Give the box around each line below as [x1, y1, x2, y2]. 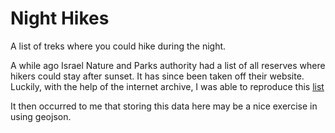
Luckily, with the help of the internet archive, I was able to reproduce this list [10, 80, 325, 92]
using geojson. [10, 110, 72, 122]
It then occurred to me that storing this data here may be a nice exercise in [10, 100, 318, 112]
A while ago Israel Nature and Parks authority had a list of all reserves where [10, 59, 326, 71]
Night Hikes [10, 7, 110, 30]
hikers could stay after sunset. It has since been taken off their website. [10, 70, 305, 82]
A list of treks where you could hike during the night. [10, 40, 227, 52]
